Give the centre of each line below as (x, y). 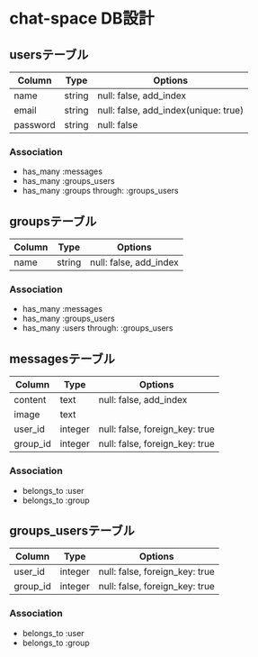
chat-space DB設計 (82, 18)
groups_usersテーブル (72, 530)
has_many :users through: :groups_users (98, 328)
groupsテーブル (53, 221)
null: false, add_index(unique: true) (171, 110)
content (30, 400)
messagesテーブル (62, 358)
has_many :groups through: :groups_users (100, 191)
